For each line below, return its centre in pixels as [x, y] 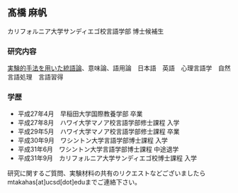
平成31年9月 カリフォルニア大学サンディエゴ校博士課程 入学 [107, 158]
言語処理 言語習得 [35, 77]
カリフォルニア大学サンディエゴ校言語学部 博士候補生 [86, 31]
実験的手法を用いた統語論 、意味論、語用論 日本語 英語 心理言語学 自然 [119, 68]
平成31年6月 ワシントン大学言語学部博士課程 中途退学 [98, 149]
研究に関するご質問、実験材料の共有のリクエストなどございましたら [107, 173]
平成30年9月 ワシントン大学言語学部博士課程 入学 [92, 140]
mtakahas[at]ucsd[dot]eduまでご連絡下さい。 [74, 182]
